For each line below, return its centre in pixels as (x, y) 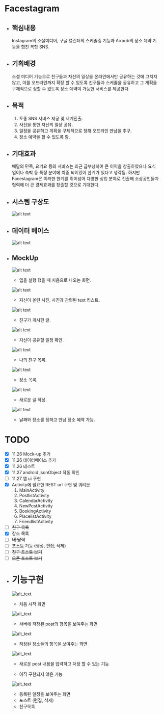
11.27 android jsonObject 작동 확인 (45, 472)
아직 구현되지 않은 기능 (41, 674)
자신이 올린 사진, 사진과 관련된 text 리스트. (59, 300)
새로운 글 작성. (33, 399)
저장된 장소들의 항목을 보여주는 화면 (53, 644)
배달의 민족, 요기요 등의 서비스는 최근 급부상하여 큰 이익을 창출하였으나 (79, 166)
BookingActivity (35, 511)
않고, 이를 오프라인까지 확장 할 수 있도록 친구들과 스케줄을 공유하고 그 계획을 (84, 82)
